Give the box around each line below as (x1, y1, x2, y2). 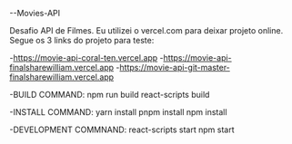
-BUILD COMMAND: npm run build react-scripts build (9, 90, 210, 100)
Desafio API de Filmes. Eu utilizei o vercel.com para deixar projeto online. (9, 25, 284, 35)
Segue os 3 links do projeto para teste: (9, 35, 155, 45)
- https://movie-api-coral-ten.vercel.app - (9, 53, 164, 62)
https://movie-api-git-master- (119, 62, 230, 72)
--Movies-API (9, 8, 61, 18)
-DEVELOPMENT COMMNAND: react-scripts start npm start (9, 124, 235, 135)
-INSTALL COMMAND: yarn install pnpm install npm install (9, 107, 227, 117)
